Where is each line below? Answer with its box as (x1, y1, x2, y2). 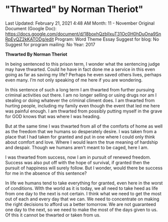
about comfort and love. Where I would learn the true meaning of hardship (5, 139, 158, 145)
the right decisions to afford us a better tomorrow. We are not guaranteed (5, 201, 156, 207)
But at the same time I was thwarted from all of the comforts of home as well (5, 123, 163, 129)
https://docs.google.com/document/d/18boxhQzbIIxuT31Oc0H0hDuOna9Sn (5, 31, 161, 37)
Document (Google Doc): (5, 25, 56, 31)
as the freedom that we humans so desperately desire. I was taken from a (5, 128, 157, 134)
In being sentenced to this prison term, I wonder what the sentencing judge (5, 61, 160, 67)
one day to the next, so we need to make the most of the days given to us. (5, 206, 158, 212)
